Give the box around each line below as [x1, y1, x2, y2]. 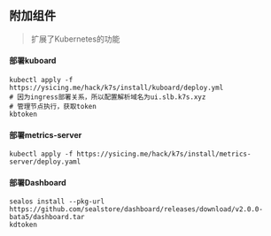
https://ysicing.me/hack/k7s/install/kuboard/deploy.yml [9, 83, 224, 93]
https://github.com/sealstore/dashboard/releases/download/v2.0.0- [9, 205, 264, 214]
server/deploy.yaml [9, 157, 81, 166]
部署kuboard [9, 56, 57, 66]
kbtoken [9, 110, 38, 119]
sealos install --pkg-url [9, 197, 105, 206]
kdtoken [9, 220, 38, 230]
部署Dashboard [9, 177, 66, 187]
